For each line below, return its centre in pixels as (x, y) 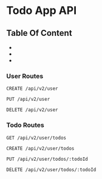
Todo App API (42, 11)
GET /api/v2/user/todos (36, 138)
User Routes (25, 76)
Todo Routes (25, 125)
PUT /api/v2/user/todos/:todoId (47, 159)
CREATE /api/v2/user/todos (40, 148)
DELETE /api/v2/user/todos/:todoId (51, 170)
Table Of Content (39, 33)
